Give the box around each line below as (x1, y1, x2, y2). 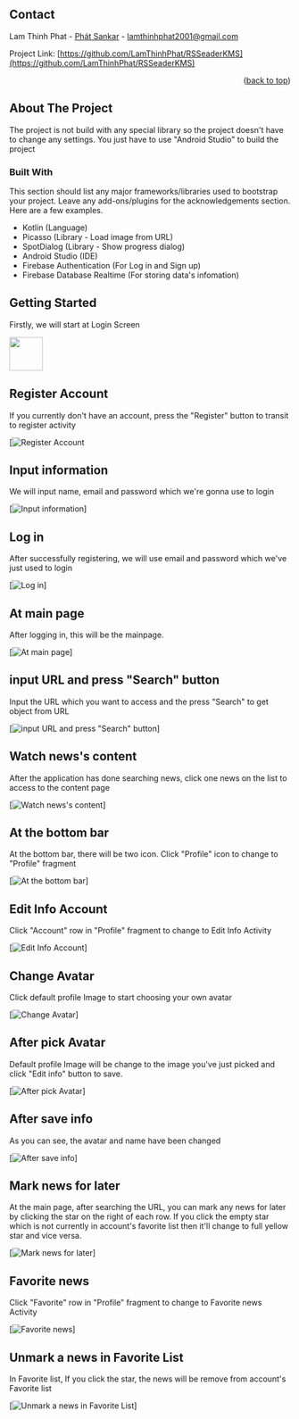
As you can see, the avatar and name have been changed (9, 1135, 221, 1146)
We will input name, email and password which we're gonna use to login (9, 486, 275, 497)
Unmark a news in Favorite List (9, 1349, 184, 1365)
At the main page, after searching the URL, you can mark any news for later (9, 1202, 287, 1213)
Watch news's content (9, 749, 137, 764)
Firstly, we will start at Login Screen (9, 319, 140, 329)
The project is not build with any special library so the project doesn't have (9, 124, 284, 135)
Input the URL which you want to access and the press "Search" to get (9, 696, 270, 707)
